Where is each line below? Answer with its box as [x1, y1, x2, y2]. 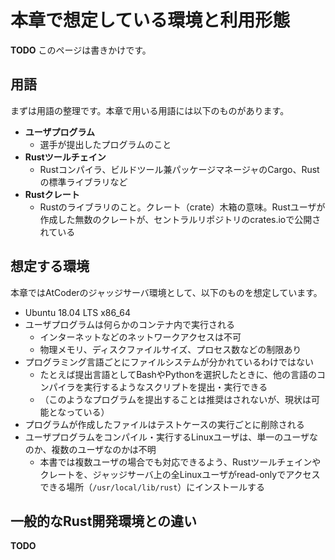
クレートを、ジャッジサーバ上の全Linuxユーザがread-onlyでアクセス [39, 468, 321, 480]
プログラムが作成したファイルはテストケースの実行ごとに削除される [24, 418, 305, 430]
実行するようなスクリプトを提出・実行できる [83, 381, 268, 393]
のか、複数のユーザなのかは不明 [24, 443, 157, 455]
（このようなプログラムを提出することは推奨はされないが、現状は [39, 393, 312, 405]
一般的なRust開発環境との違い [10, 512, 198, 530]
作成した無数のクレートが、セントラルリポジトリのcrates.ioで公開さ [39, 213, 322, 225]
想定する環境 [10, 258, 90, 275]
